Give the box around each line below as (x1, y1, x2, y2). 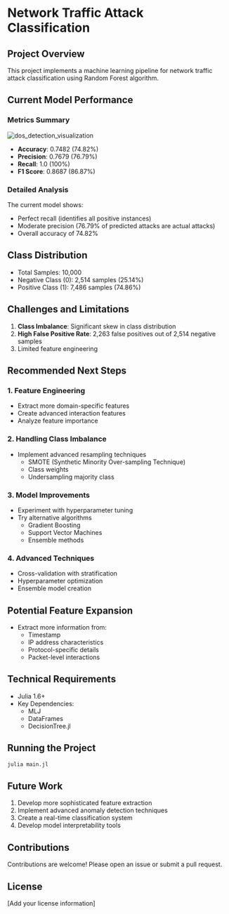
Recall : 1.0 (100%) (17, 159, 70, 168)
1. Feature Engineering (7, 385, 86, 395)
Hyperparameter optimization (17, 577, 103, 585)
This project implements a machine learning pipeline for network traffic (7, 67, 213, 74)
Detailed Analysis (7, 185, 69, 194)
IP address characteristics (27, 638, 104, 647)
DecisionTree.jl (27, 722, 72, 730)
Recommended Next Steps (7, 365, 127, 376)
